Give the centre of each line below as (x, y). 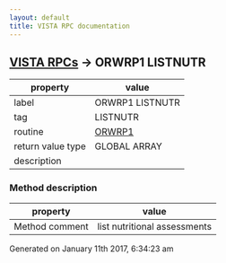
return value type (50, 146)
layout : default (39, 18)
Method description (53, 188)
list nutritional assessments (155, 226)
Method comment (51, 226)
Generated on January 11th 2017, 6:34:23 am (91, 249)
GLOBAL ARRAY (129, 146)
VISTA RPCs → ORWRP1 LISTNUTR (108, 62)
